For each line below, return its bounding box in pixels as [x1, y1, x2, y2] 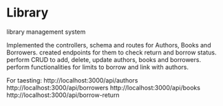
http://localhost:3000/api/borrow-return [6, 91, 120, 99]
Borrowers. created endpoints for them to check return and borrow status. [6, 48, 217, 56]
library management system [6, 28, 86, 36]
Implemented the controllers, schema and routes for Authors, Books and [6, 41, 211, 49]
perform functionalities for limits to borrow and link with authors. [6, 63, 189, 71]
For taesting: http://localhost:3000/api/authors [6, 76, 138, 84]
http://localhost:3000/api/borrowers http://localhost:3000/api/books [6, 83, 201, 92]
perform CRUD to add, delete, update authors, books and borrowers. [6, 55, 201, 63]
